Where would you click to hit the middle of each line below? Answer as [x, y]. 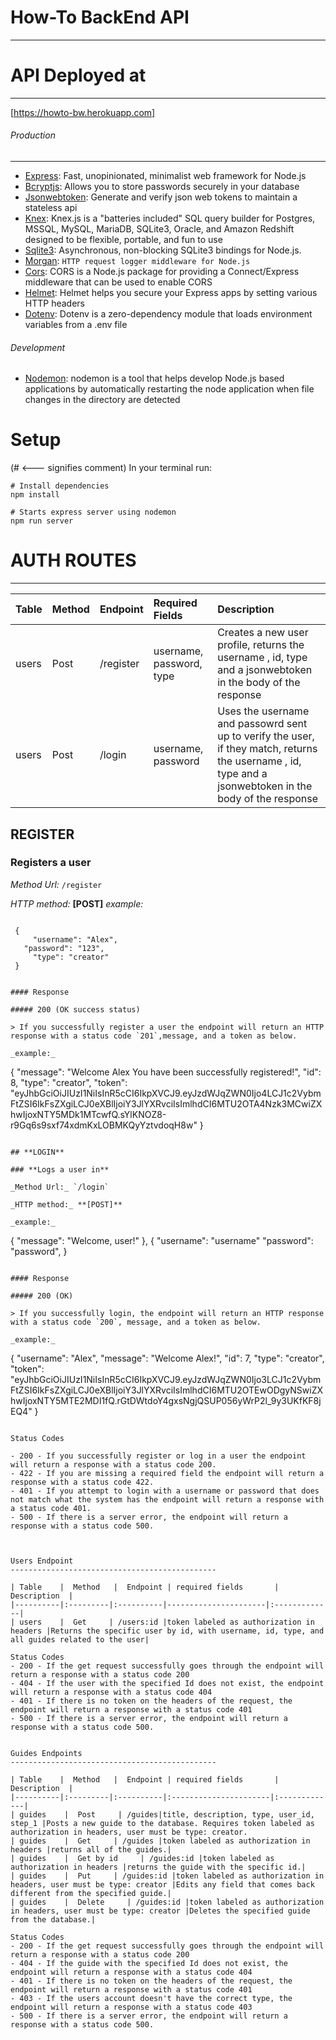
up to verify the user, [266, 736]
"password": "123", [64, 948]
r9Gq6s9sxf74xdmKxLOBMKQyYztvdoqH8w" [104, 1125]
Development [38, 347]
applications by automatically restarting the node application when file [169, 389]
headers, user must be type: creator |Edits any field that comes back [162, 1884]
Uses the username [263, 711]
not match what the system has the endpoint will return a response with [167, 1499]
